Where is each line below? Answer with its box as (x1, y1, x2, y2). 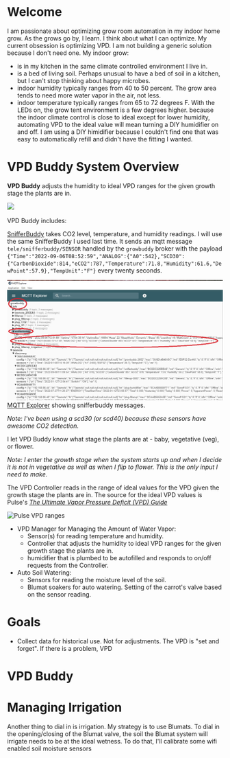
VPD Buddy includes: (7, 216, 67, 225)
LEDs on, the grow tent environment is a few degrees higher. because (16, 106, 214, 114)
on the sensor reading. (27, 590, 92, 598)
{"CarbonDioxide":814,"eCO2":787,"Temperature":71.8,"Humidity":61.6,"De (7, 260, 222, 267)
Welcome (7, 4, 62, 20)
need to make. (7, 470, 48, 478)
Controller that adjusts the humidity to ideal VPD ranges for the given (27, 539, 222, 547)
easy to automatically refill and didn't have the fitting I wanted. (16, 135, 193, 143)
